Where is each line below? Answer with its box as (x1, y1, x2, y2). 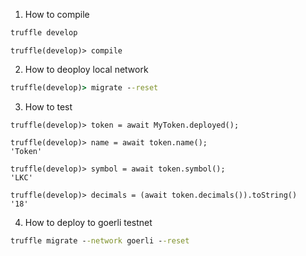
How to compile (24, 9, 90, 20)
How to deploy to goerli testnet (24, 216, 153, 228)
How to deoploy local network (24, 63, 149, 75)
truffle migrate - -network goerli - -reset (10, 235, 190, 246)
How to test (24, 100, 73, 113)
